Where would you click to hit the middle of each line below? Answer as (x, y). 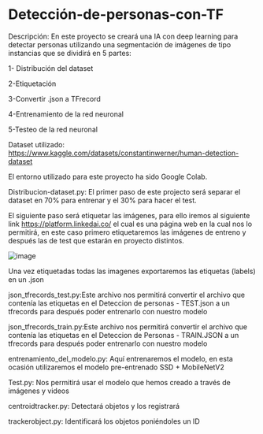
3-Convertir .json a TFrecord (54, 98)
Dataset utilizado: (37, 144)
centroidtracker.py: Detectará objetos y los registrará (94, 406)
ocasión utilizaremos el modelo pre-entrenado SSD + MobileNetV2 (116, 367)
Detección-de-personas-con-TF (116, 15)
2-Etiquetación (32, 83)
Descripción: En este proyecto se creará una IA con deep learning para (123, 36)
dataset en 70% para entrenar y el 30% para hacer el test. (102, 200)
